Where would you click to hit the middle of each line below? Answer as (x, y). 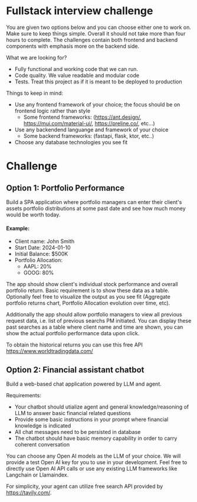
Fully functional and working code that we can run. (76, 69)
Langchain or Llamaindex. (37, 475)
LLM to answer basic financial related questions (73, 413)
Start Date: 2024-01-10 (42, 248)
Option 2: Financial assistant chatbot (75, 370)
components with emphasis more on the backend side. (73, 46)
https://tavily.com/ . (29, 493)
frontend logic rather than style (52, 111)
